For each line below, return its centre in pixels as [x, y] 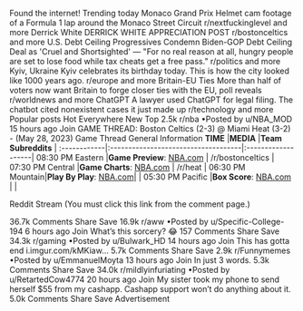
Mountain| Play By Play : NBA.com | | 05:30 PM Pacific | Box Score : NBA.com [151, 177]
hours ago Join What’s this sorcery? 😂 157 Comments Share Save [155, 231]
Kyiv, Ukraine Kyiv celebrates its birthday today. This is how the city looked [150, 71]
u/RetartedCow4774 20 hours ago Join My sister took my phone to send [144, 279]
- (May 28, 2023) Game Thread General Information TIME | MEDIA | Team [146, 138]
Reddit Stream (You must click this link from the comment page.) [130, 204]
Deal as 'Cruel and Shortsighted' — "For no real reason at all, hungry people [151, 52]
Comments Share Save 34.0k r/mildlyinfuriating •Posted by [120, 270]
